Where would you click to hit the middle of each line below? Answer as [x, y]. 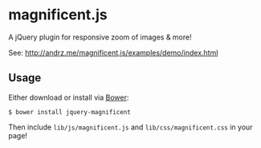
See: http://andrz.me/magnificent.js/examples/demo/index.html [113, 52]
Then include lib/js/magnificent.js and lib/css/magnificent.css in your [130, 127]
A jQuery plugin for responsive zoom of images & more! [100, 37]
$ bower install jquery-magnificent [69, 112]
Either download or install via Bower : [69, 97]
